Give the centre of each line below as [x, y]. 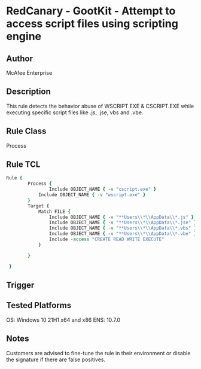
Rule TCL [23, 165]
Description [28, 92]
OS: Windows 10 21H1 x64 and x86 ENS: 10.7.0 [63, 320]
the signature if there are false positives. [56, 359]
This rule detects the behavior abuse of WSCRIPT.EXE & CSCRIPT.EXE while [100, 106]
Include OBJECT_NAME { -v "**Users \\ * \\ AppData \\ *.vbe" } [123, 234]
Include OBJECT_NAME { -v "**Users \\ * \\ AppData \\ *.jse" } [123, 222]
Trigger [20, 285]
